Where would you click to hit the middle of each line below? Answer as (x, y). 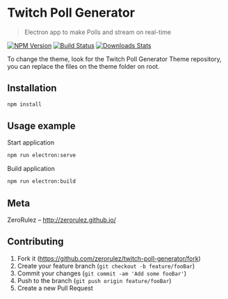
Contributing (35, 242)
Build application (31, 169)
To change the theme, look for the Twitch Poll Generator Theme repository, (115, 59)
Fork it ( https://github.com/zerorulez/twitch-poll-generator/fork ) (109, 258)
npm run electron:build (42, 181)
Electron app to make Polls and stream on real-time (98, 32)
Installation (32, 88)
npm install (24, 104)
